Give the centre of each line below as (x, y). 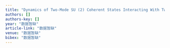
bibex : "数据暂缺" (23, 38)
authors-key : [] (22, 19)
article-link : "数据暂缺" (31, 28)
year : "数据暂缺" (22, 24)
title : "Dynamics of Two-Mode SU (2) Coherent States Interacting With (82, 10)
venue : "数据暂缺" (23, 33)
